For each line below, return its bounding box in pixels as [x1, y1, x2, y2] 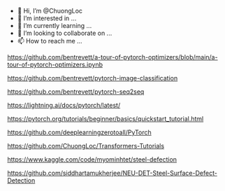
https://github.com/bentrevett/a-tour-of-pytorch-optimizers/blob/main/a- [7, 53, 218, 61]
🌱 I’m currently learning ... [17, 22, 92, 29]
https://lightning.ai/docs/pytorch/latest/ [7, 101, 121, 109]
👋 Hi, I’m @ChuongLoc [17, 7, 82, 15]
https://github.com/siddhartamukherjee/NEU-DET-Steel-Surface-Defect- [7, 169, 218, 177]
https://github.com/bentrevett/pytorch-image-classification [7, 74, 178, 82]
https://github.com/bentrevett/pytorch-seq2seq [7, 87, 145, 96]
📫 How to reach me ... [17, 37, 82, 45]
